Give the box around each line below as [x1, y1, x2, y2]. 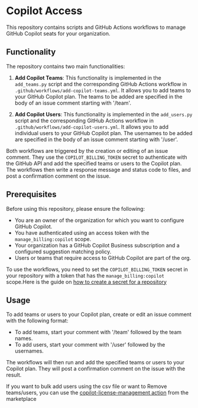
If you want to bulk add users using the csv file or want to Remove [6, 383, 167, 390]
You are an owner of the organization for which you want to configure [14, 217, 184, 224]
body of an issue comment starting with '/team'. [14, 99, 132, 106]
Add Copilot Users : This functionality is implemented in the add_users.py [14, 110, 193, 117]
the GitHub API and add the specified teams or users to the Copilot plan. [6, 159, 182, 167]
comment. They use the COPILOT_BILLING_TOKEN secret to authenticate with [6, 154, 187, 161]
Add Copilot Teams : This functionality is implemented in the [14, 74, 161, 81]
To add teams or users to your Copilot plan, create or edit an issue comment [6, 311, 192, 318]
